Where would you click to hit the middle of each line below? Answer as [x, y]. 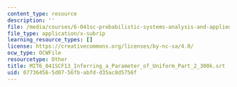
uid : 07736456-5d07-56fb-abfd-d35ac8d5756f [72, 72]
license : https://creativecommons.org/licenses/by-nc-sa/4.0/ [101, 46]
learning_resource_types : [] [50, 40]
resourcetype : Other [38, 60]
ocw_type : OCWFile [34, 53]
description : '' [31, 20]
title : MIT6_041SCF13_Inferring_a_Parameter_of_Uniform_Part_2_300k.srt [116, 66]
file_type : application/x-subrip [56, 33]
